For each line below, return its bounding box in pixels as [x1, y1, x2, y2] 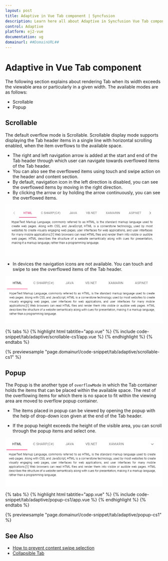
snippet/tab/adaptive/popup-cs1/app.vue [5, 497, 90, 503]
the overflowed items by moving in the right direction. [12, 184, 123, 190]
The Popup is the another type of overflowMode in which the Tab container [5, 382, 157, 388]
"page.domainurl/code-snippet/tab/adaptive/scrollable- [44, 349, 160, 355]
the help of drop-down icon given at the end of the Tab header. [12, 413, 142, 419]
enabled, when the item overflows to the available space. [5, 143, 122, 149]
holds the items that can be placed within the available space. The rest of [5, 387, 156, 393]
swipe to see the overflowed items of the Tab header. [12, 266, 122, 272]
